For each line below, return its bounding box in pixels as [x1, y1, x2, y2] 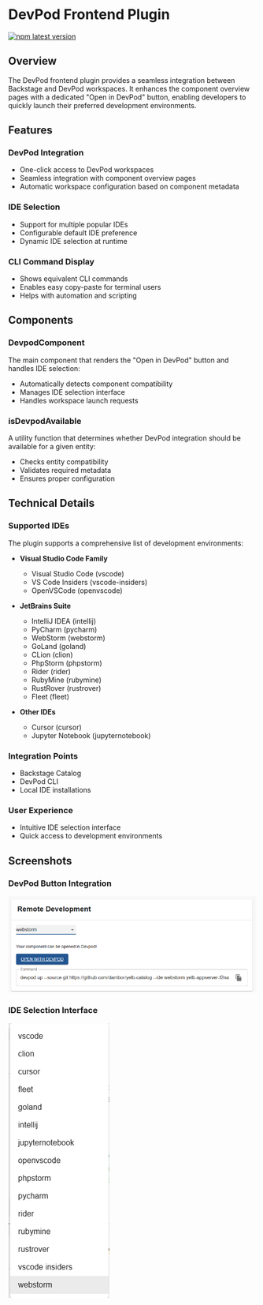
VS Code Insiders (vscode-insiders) [31, 577, 148, 587]
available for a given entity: [8, 442, 96, 452]
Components [8, 313, 73, 327]
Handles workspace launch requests [19, 396, 139, 405]
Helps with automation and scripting [19, 291, 138, 301]
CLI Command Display [8, 256, 94, 267]
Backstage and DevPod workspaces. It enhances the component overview [8, 84, 250, 93]
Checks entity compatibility [19, 457, 109, 467]
